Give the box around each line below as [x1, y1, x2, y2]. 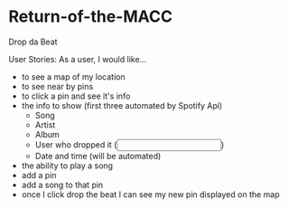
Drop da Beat [8, 36, 58, 47]
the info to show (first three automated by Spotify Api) [21, 100, 223, 110]
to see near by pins [21, 81, 94, 91]
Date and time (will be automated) [34, 150, 162, 161]
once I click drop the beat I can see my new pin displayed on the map [21, 188, 281, 200]
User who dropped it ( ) [34, 138, 225, 150]
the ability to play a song [21, 160, 114, 171]
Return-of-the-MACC [8, 6, 173, 27]
